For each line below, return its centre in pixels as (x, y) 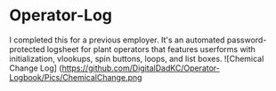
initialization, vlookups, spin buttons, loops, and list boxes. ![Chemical (137, 58)
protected (27, 49)
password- (247, 40)
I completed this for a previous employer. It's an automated (117, 40)
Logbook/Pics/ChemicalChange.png (76, 77)
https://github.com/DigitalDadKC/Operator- (141, 68)
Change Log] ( (36, 68)
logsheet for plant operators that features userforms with (151, 49)
